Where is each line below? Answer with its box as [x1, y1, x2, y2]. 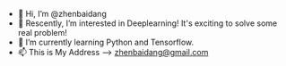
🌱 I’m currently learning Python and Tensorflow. [17, 37, 195, 47]
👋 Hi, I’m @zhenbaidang [17, 9, 108, 19]
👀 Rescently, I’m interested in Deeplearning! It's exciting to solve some [17, 18, 278, 29]
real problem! [17, 28, 67, 37]
